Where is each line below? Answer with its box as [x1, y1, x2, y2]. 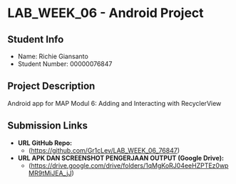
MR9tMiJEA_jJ [28, 168, 72, 177]
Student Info [7, 33, 64, 45]
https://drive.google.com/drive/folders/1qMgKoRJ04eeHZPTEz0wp [31, 161, 229, 170]
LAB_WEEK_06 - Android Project [7, 5, 205, 21]
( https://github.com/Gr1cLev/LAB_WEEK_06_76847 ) [28, 146, 180, 154]
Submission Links [7, 119, 88, 132]
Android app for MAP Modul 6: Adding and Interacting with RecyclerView [7, 99, 222, 107]
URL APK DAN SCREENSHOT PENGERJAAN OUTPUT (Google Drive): [17, 153, 225, 162]
